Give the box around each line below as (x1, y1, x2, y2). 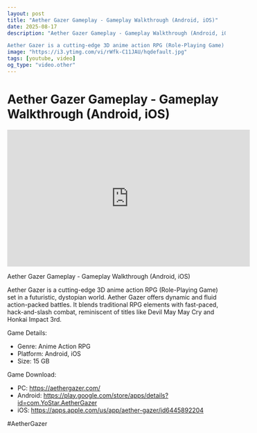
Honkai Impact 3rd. (7, 315, 62, 323)
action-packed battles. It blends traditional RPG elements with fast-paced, (7, 300, 218, 309)
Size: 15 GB (17, 357, 50, 365)
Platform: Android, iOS (17, 349, 82, 358)
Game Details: (7, 328, 47, 337)
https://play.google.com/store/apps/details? (43, 391, 168, 400)
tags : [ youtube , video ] (7, 55, 76, 63)
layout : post (7, 10, 45, 17)
